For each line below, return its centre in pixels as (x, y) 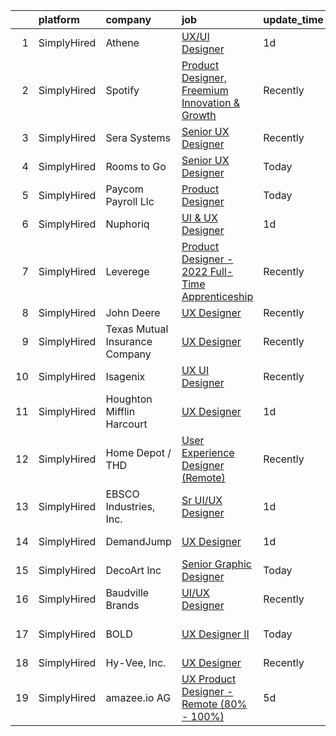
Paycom (124, 189)
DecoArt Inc (133, 570)
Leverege (127, 271)
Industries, (130, 506)
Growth (199, 115)
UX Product (209, 679)
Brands (122, 605)
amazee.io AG (138, 697)
